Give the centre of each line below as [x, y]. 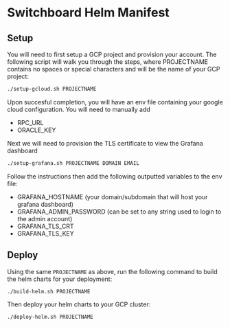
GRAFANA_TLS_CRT [45, 226]
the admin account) [45, 218]
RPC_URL [30, 122]
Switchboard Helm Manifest [88, 13]
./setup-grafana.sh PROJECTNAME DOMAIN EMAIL [73, 163]
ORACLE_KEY [36, 130]
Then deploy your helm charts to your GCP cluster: [79, 304]
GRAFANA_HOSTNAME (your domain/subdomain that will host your [112, 196]
